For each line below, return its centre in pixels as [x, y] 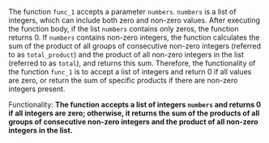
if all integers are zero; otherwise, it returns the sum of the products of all [134, 113]
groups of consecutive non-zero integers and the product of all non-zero [133, 122]
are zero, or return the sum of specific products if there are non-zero [123, 80]
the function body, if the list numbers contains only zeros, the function [124, 29]
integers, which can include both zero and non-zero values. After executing [134, 20]
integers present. [37, 89]
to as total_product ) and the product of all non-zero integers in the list [126, 55]
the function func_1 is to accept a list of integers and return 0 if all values [130, 71]
